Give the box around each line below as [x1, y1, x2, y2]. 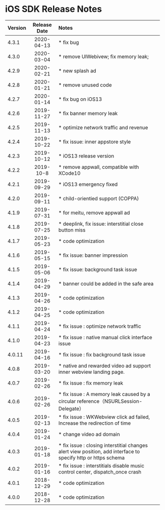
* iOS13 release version [58, 152, 114, 159]
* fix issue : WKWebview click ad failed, [58, 413, 150, 420]
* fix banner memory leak [58, 110, 118, 117]
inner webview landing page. [58, 368, 125, 375]
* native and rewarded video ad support [58, 362, 151, 369]
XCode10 [58, 169, 81, 176]
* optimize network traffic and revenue [58, 124, 148, 131]
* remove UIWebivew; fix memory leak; [58, 53, 149, 60]
